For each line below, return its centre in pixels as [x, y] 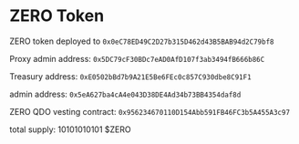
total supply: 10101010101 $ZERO [70, 129]
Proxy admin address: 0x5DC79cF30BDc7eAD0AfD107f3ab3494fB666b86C [137, 58]
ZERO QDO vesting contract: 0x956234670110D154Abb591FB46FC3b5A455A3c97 [149, 111]
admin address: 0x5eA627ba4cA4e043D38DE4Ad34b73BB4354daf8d [125, 94]
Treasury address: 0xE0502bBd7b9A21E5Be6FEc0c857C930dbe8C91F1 [131, 76]
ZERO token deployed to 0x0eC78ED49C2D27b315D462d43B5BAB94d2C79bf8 [142, 41]
